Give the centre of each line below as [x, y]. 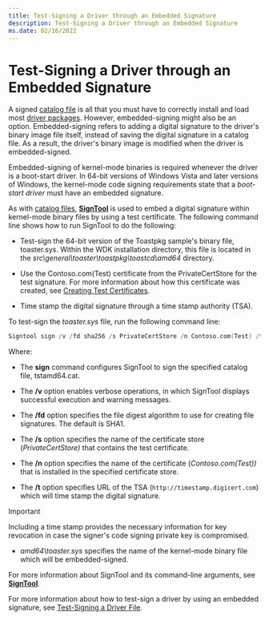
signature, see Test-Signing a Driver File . [75, 608]
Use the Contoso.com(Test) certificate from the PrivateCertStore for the [139, 274]
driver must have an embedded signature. [94, 193]
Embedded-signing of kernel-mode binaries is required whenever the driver [133, 167]
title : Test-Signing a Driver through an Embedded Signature [112, 16]
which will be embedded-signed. [74, 560]
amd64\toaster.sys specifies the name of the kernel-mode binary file [134, 551]
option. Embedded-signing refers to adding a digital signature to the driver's [134, 127]
